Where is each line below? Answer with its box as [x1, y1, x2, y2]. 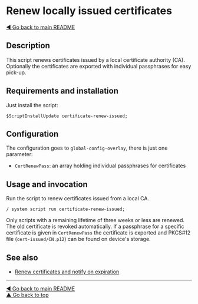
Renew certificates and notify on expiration [14, 268, 120, 275]
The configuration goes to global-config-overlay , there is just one [6, 144, 168, 151]
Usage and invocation [6, 179, 88, 189]
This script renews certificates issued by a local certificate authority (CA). [6, 56, 186, 63]
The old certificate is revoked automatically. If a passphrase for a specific [6, 223, 184, 230]
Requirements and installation [6, 86, 119, 96]
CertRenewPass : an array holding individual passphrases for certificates [14, 162, 186, 169]
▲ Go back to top [6, 292, 49, 298]
